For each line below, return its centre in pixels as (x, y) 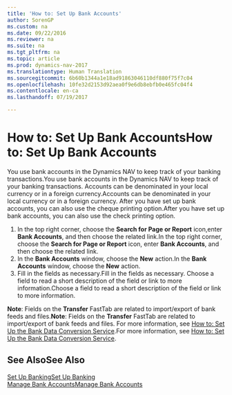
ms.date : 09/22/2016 (37, 33)
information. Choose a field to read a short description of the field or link (119, 288)
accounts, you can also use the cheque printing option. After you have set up (116, 208)
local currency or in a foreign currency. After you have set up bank (102, 201)
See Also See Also (46, 360)
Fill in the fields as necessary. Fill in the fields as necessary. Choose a (115, 273)
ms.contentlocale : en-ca (43, 91)
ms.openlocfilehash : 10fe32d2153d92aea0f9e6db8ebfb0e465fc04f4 (100, 85)
